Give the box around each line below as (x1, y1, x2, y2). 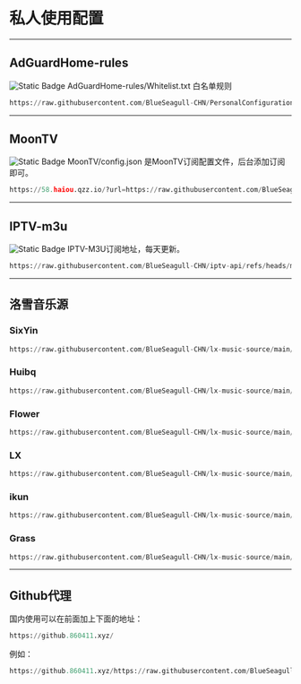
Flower (9, 407, 40, 420)
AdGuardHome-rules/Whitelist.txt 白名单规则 (66, 80, 233, 91)
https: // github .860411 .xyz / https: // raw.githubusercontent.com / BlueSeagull (9, 667, 295, 676)
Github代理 (9, 588, 72, 603)
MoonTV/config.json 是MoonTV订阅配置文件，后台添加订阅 (66, 156, 286, 167)
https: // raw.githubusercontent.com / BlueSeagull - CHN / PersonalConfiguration (9, 98, 295, 108)
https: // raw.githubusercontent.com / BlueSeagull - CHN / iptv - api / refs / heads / (9, 262, 291, 271)
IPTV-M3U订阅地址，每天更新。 (66, 244, 185, 255)
